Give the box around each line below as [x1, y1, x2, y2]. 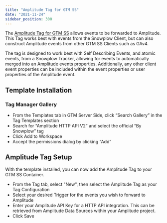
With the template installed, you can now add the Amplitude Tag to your [5, 166, 152, 172]
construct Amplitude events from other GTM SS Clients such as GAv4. [5, 41, 149, 47]
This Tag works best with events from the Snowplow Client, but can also [5, 35, 154, 41]
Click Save [12, 213, 34, 219]
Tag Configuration [12, 186, 50, 192]
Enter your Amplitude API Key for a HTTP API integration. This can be [12, 202, 155, 208]
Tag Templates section [12, 117, 59, 123]
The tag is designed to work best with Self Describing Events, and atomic [5, 50, 156, 56]
